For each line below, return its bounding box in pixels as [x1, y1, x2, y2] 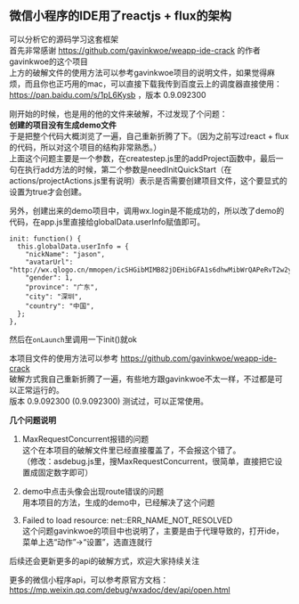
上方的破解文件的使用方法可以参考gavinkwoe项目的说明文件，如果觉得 [9, 67, 268, 78]
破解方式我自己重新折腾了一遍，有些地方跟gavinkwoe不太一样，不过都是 [9, 373, 276, 384]
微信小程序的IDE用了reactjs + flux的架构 [9, 8, 231, 24]
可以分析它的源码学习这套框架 [9, 34, 118, 45]
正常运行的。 [16, 384, 64, 395]
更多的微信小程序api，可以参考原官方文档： [9, 574, 169, 585]
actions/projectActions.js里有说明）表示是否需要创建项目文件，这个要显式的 [9, 175, 287, 185]
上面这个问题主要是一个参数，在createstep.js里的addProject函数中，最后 [9, 152, 276, 163]
